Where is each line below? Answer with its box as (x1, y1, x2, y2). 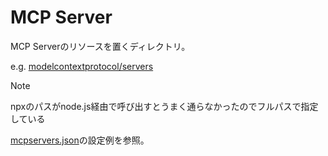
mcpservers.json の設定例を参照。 (10, 134, 150, 146)
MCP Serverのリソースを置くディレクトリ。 (10, 40, 191, 52)
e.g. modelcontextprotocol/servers (10, 60, 154, 72)
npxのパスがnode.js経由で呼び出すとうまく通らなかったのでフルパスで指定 (10, 100, 319, 112)
